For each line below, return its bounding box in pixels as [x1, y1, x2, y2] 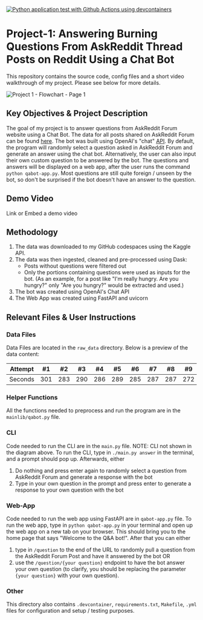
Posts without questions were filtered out [24, 262, 127, 269]
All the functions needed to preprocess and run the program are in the [6, 407, 181, 414]
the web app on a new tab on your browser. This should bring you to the [6, 527, 186, 535]
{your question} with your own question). [14, 572, 120, 579]
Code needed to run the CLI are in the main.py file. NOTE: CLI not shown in [6, 442, 192, 449]
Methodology [6, 227, 59, 237]
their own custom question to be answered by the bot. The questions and [6, 156, 189, 163]
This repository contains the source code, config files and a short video [6, 73, 184, 80]
